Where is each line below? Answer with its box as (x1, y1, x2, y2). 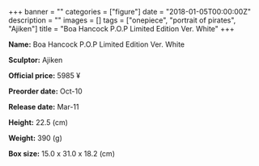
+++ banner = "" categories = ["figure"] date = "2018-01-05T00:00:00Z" (8, 7, 252, 16)
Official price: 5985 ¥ (8, 71, 81, 80)
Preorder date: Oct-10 (8, 86, 83, 96)
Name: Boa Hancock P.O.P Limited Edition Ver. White (8, 39, 185, 49)
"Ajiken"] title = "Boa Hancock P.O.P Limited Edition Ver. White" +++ (8, 24, 235, 33)
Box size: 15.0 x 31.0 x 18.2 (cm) (8, 149, 116, 158)
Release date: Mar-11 (8, 102, 79, 111)
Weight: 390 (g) (8, 133, 63, 143)
